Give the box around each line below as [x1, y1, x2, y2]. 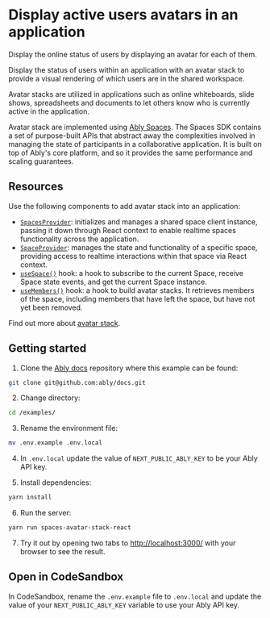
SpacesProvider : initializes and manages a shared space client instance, [19, 216, 258, 227]
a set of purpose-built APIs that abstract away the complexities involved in [8, 131, 255, 140]
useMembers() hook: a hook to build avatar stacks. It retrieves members [19, 285, 255, 295]
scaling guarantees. [8, 156, 74, 166]
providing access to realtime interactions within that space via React [19, 251, 247, 261]
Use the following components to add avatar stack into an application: [8, 201, 240, 211]
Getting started [8, 341, 87, 356]
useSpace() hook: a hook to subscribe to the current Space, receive [19, 268, 244, 278]
